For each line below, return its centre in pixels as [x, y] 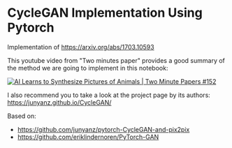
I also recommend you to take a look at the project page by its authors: [109, 95]
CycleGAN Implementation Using [105, 13]
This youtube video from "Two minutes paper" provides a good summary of [116, 60]
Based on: [22, 116]
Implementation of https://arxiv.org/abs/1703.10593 [81, 47]
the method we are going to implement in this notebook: [88, 68]
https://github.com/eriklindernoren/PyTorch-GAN [88, 137]
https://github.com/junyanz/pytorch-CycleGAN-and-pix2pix [103, 129]
